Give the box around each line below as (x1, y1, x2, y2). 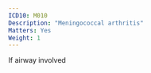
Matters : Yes (8, 26, 52, 34)
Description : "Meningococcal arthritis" (8, 19, 145, 27)
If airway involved (8, 56, 66, 65)
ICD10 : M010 (8, 11, 48, 20)
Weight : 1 (8, 33, 41, 42)
